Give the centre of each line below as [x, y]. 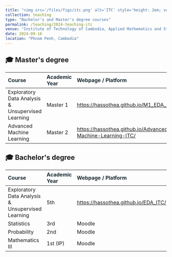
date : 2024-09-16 [24, 34]
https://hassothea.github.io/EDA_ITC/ [121, 202]
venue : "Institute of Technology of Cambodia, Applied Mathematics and [83, 29]
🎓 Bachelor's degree [40, 157]
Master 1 [58, 104]
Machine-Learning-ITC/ [106, 135]
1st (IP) [56, 243]
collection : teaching [28, 15]
